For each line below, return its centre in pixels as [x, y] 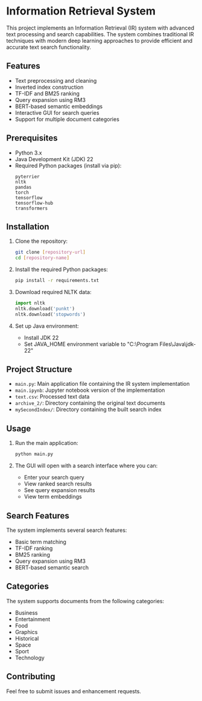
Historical [27, 638]
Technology [30, 658]
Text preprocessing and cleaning [56, 80]
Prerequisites [32, 138]
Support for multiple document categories [67, 119]
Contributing [31, 677]
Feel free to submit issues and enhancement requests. [74, 691]
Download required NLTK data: [53, 292]
